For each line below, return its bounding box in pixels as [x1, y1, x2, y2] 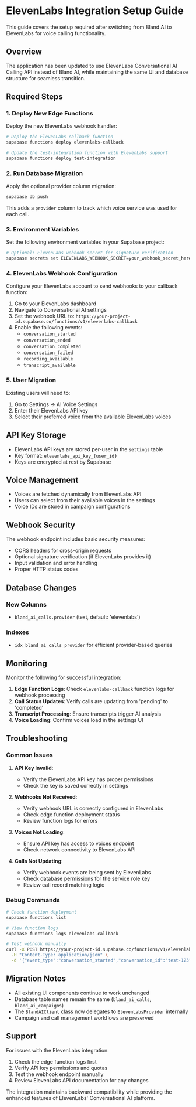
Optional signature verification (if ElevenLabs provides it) [14, 553, 152, 560]
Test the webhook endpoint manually [14, 1071, 104, 1078]
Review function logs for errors [23, 817, 98, 824]
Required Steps [6, 92, 63, 102]
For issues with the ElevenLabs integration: [6, 1047, 109, 1054]
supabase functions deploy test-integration [6, 155, 116, 162]
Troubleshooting [6, 734, 68, 744]
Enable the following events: [14, 324, 83, 331]
